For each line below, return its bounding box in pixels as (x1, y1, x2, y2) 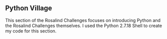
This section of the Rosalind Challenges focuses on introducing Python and (5, 17, 161, 23)
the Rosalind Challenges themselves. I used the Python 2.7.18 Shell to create (5, 22, 162, 28)
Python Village (5, 4, 53, 12)
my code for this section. (5, 27, 57, 34)
